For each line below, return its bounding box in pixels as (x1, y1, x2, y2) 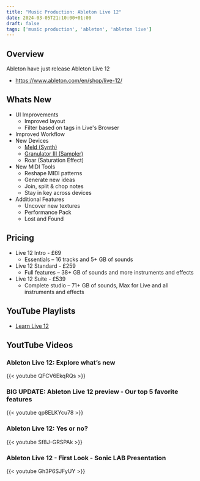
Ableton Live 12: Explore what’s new (6, 358, 116, 366)
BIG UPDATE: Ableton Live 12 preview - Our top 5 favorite (6, 387, 179, 396)
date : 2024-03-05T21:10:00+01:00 (6, 15, 92, 21)
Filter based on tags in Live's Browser (24, 124, 119, 131)
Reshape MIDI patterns (24, 169, 83, 176)
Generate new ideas (24, 176, 75, 183)
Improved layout (24, 117, 65, 124)
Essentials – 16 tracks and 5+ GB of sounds (24, 256, 133, 263)
